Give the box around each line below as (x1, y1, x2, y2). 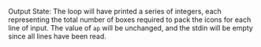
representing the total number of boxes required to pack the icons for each (8, 15, 252, 24)
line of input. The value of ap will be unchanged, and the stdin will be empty (8, 23, 254, 32)
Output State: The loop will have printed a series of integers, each (8, 7, 222, 16)
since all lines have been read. (8, 31, 106, 41)
